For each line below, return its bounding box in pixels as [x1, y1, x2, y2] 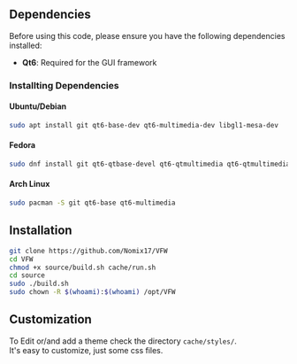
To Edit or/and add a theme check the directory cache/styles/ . [9, 336, 237, 346]
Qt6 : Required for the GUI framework [21, 57, 157, 67]
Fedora [9, 140, 36, 151]
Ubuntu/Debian [9, 101, 67, 112]
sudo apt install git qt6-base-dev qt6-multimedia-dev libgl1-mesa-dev [9, 120, 278, 129]
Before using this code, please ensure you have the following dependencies [9, 30, 286, 41]
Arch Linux [9, 179, 50, 190]
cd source [9, 271, 46, 280]
